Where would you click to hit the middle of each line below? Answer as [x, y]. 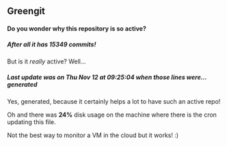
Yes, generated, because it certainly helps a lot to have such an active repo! [114, 101]
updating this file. [31, 121]
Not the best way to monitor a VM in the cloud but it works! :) [93, 135]
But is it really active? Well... [46, 61]
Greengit [26, 11]
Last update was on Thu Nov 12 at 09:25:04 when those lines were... [107, 77]
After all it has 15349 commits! [52, 44]
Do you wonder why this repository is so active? [77, 28]
